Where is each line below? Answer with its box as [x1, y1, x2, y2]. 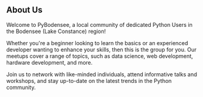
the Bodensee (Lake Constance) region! [6, 27, 106, 35]
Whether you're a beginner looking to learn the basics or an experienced [6, 39, 188, 46]
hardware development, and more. [6, 59, 93, 66]
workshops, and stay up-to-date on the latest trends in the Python [6, 77, 172, 84]
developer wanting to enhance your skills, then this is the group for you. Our [6, 46, 197, 53]
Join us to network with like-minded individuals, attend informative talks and [6, 70, 198, 78]
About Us [6, 5, 43, 15]
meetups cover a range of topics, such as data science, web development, [6, 52, 193, 60]
